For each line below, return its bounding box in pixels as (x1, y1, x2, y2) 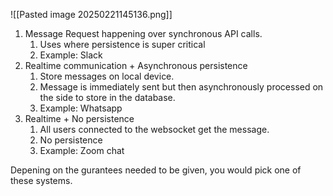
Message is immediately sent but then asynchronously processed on (39, 81, 324, 93)
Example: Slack (39, 49, 103, 61)
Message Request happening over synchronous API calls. (24, 28, 263, 39)
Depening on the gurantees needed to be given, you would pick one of (10, 164, 302, 176)
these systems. (10, 175, 73, 186)
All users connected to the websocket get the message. (39, 124, 270, 135)
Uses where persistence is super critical (39, 39, 206, 50)
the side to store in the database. (39, 92, 176, 103)
